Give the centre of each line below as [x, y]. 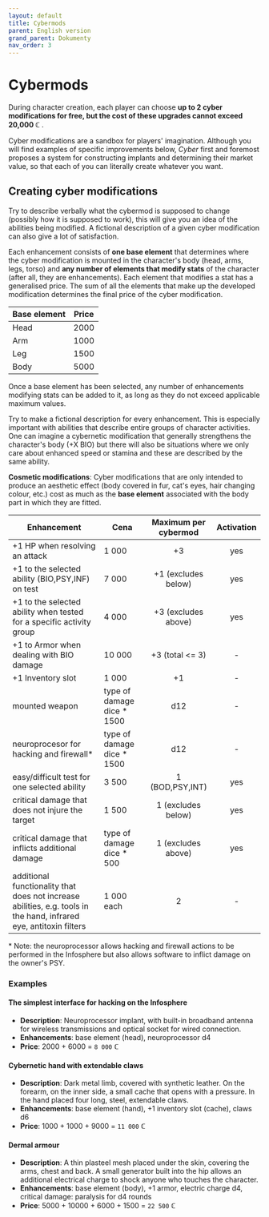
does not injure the [48, 809]
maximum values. [37, 403]
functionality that [44, 886]
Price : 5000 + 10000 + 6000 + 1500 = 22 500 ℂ [98, 1206]
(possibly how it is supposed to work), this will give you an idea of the [123, 219]
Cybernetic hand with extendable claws [76, 1065]
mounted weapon [45, 705]
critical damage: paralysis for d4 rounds [86, 1197]
